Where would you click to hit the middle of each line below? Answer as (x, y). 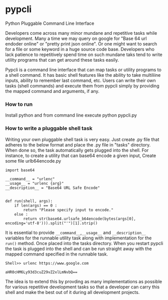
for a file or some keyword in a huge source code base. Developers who (80, 49)
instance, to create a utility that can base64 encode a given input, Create (81, 156)
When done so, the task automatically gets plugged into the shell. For (77, 150)
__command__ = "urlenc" (30, 179)
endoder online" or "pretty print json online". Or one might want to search (81, 43)
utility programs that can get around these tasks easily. (62, 60)
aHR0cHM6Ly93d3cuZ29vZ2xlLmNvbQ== (41, 272)
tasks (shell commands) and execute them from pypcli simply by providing (82, 86)
